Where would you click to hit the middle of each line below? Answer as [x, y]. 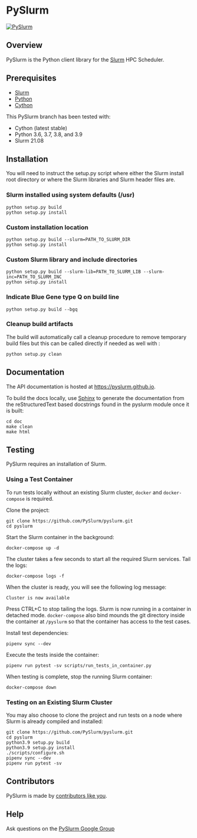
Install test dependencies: [37, 633]
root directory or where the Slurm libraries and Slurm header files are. [91, 180]
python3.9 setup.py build [38, 743]
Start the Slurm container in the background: [60, 537]
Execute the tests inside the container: [52, 655]
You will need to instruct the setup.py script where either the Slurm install [95, 173]
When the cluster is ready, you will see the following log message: [86, 587]
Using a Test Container [40, 479]
